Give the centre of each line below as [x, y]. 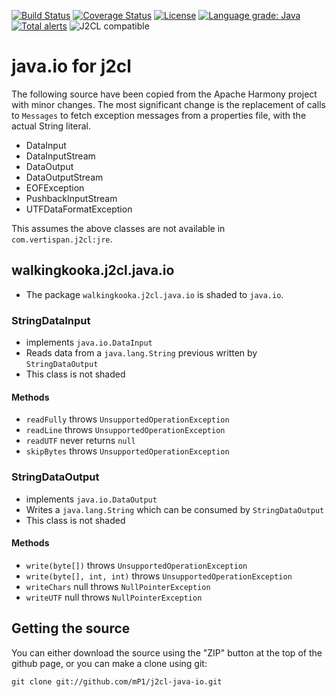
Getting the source [71, 628]
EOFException [55, 187]
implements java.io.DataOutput [91, 499]
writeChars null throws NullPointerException [118, 586]
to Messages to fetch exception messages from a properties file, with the [159, 115]
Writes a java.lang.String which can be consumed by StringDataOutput [175, 509]
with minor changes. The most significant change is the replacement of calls [168, 104]
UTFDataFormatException [79, 209]
